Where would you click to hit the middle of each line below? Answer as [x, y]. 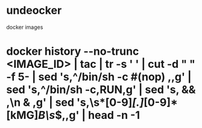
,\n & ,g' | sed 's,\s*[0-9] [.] [75, 102]
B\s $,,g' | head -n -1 [89, 115]
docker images [25, 27]
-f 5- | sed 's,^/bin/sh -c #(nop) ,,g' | [99, 77]
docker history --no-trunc [73, 51]
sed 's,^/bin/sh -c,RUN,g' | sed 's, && [101, 90]
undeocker [34, 11]
